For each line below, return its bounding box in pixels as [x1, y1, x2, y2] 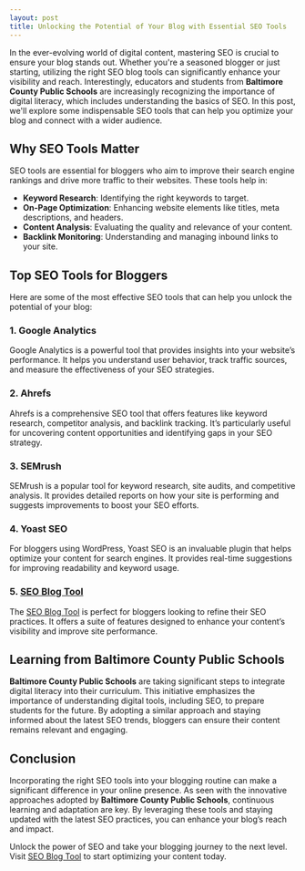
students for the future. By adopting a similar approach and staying [9, 705, 261, 716]
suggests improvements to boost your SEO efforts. [9, 500, 199, 511]
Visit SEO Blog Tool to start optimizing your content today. [9, 851, 228, 862]
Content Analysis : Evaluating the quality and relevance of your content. [22, 222, 293, 233]
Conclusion [9, 751, 76, 766]
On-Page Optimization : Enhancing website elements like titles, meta [22, 202, 280, 213]
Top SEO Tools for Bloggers [9, 267, 168, 283]
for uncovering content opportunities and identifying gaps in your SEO [9, 427, 273, 438]
